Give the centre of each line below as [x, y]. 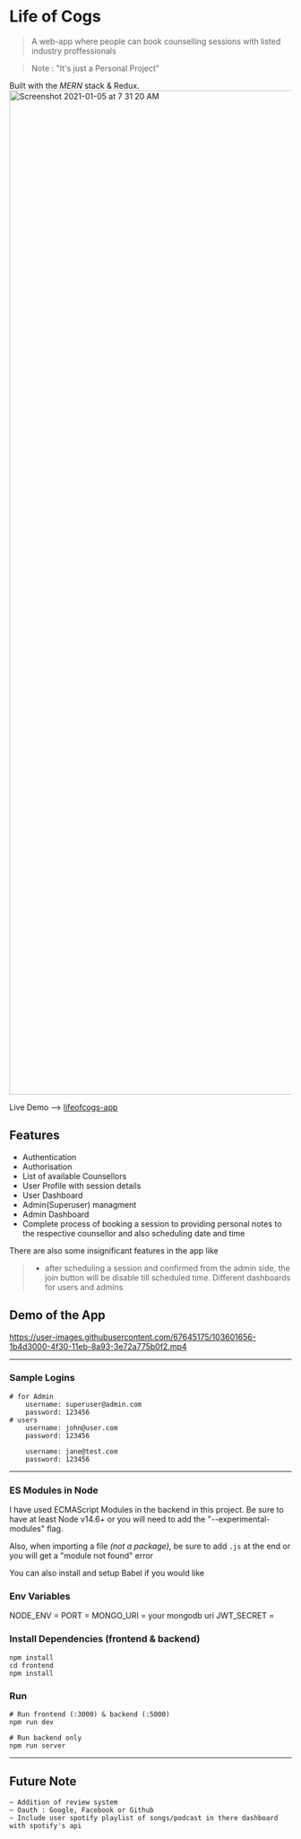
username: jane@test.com [72, 1451]
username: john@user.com [72, 1427]
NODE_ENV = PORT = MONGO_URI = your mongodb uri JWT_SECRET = [142, 1616]
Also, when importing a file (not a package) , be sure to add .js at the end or [150, 1546]
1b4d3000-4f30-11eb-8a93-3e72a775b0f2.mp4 [98, 1346]
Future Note [43, 1782]
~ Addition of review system [64, 1802]
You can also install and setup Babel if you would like [107, 1573]
